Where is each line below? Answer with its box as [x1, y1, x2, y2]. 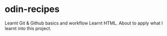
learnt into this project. [5, 25, 52, 31]
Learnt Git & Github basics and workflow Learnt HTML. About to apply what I [5, 20, 163, 26]
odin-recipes [5, 3, 60, 15]
